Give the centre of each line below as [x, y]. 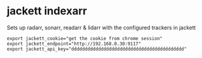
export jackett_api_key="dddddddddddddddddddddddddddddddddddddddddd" [97, 49]
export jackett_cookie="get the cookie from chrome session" [85, 38]
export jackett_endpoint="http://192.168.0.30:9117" [74, 44]
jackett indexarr [47, 11]
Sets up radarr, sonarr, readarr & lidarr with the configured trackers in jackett [101, 28]
